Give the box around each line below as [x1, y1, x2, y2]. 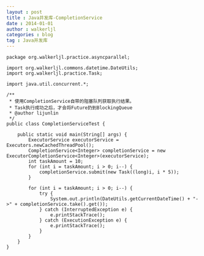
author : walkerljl [6, 26, 56, 32]
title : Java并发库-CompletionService [6, 15, 103, 21]
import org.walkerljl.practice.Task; [6, 70, 103, 77]
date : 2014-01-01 [6, 20, 53, 26]
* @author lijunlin [9, 110, 59, 116]
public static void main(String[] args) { [17, 132, 127, 138]
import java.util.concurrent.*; [6, 81, 89, 87]
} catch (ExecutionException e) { [39, 217, 127, 224]
